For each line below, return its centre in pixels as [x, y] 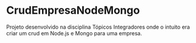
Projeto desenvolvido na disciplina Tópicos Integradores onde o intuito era [98, 27]
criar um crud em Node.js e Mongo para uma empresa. [74, 33]
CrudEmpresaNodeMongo [73, 10]
